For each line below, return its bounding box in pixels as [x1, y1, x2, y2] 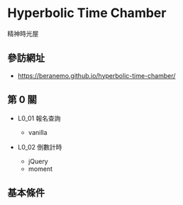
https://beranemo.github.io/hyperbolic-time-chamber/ [17, 71, 176, 79]
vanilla [28, 128, 48, 136]
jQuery [28, 157, 48, 165]
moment [28, 165, 53, 173]
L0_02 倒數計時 [17, 143, 62, 151]
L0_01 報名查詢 [17, 113, 62, 122]
